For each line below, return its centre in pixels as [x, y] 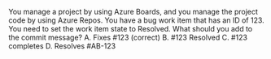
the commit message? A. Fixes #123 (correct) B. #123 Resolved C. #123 [128, 37]
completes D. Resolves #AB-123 [62, 46]
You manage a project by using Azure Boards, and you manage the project [133, 12]
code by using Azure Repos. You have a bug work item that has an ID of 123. [136, 20]
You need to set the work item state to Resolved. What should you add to [131, 29]
